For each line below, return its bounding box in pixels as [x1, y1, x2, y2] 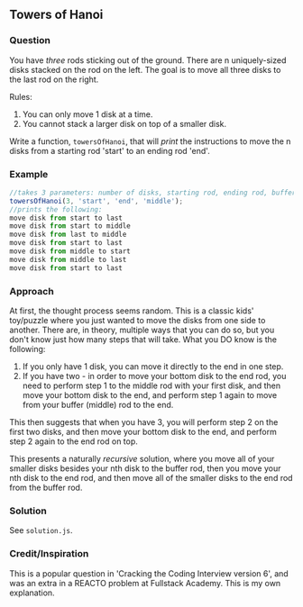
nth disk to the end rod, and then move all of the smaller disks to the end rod [9, 473, 293, 484]
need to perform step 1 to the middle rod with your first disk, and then [22, 380, 281, 391]
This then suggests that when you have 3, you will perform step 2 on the [9, 417, 279, 428]
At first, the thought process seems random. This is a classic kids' [9, 305, 254, 316]
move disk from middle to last [9, 255, 127, 264]
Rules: [9, 91, 33, 102]
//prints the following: [9, 204, 103, 214]
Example [9, 168, 49, 180]
